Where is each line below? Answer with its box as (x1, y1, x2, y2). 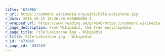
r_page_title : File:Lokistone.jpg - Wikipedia (5, 30, 103, 35)
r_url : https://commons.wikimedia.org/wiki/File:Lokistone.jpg (5, 12, 138, 17)
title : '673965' (5, 7, 39, 12)
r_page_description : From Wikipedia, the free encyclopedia (5, 25, 132, 30)
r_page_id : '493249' (5, 43, 48, 48)
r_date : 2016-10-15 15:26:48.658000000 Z (5, 16, 92, 21)
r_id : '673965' (5, 39, 37, 44)
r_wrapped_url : (5, 20, 37, 26)
